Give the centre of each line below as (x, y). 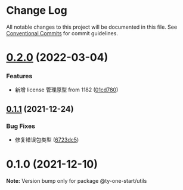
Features (19, 76)
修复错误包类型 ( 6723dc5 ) (47, 140)
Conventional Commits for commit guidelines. (62, 33)
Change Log (37, 10)
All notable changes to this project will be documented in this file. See (92, 27)
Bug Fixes (21, 126)
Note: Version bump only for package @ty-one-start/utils (77, 181)
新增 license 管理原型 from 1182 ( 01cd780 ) (66, 90)
